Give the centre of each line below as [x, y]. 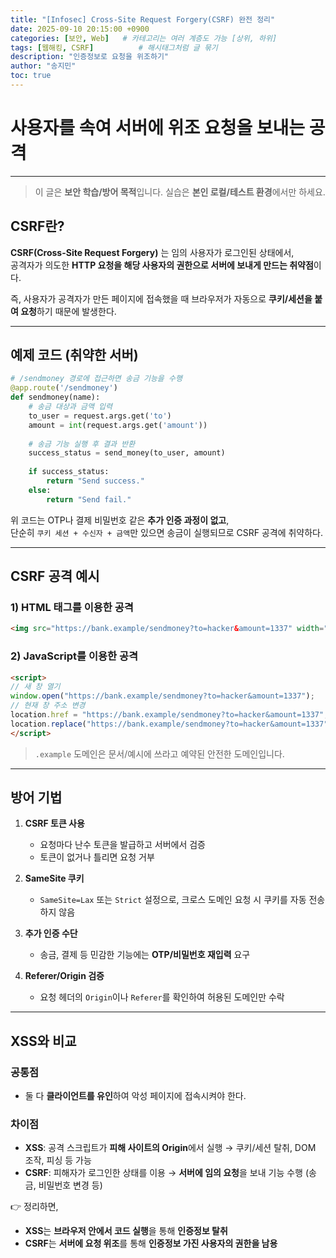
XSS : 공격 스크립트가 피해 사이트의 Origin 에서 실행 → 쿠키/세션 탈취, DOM [170, 1148]
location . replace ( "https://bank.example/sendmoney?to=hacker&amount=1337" [169, 724]
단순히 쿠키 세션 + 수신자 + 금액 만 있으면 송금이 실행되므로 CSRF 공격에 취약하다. [167, 532]
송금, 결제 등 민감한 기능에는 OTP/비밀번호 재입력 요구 [145, 955]
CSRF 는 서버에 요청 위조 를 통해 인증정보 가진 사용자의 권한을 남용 [151, 1243]
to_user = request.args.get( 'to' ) [100, 416]
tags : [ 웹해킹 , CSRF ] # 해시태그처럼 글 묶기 [114, 47]
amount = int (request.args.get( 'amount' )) [118, 425]
